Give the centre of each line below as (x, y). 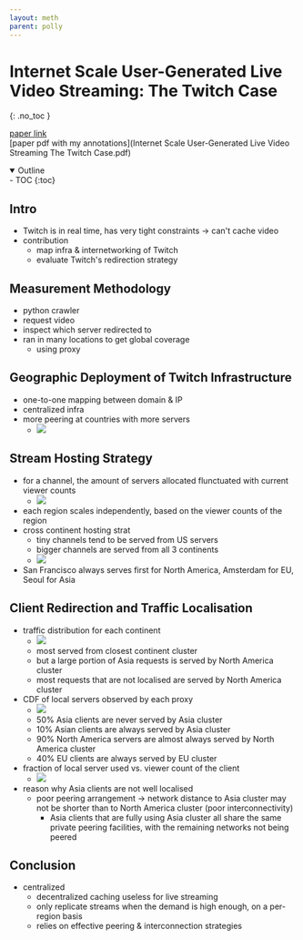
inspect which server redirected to (87, 330)
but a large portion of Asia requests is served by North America (155, 660)
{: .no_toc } (30, 116)
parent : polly (36, 26)
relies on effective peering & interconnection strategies (139, 926)
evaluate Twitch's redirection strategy (107, 260)
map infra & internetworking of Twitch (107, 250)
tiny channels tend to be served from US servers (127, 539)
